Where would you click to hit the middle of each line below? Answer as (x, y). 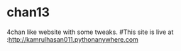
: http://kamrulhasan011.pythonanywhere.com (73, 39)
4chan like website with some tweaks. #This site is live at (90, 32)
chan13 (28, 12)
